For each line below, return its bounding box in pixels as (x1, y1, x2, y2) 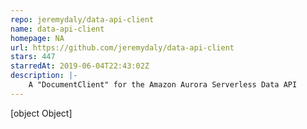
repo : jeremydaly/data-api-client (10, 14, 155, 25)
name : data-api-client (10, 24, 105, 34)
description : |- (10, 71, 78, 81)
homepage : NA (10, 33, 65, 43)
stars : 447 (10, 52, 56, 62)
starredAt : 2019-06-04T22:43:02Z (10, 61, 150, 71)
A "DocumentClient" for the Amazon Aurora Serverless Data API (28, 80, 298, 90)
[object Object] (10, 107, 73, 119)
